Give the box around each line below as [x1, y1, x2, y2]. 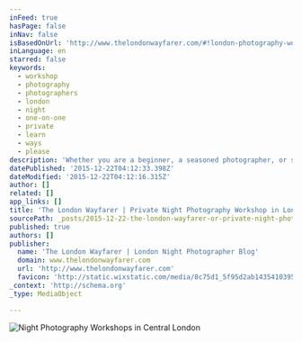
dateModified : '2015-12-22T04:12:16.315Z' [9, 172, 171, 181]
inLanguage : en [9, 47, 67, 56]
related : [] [9, 189, 54, 198]
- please [17, 147, 50, 156]
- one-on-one [17, 113, 67, 122]
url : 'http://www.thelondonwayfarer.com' [17, 265, 175, 274]
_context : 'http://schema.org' [9, 281, 127, 290]
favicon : [17, 273, 50, 282]
